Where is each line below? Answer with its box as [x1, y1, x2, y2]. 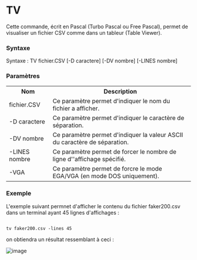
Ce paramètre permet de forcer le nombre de [52, 148, 177, 156]
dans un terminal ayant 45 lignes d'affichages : [6, 209, 120, 216]
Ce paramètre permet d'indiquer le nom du [52, 96, 171, 105]
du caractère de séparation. [52, 138, 129, 146]
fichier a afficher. [52, 104, 100, 112]
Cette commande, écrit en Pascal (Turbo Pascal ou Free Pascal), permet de [6, 23, 189, 30]
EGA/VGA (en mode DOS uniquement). [52, 172, 159, 180]
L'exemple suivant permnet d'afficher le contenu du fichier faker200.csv [6, 202, 181, 209]
